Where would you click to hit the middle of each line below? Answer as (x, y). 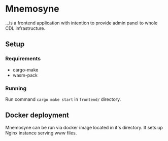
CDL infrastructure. (25, 28)
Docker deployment (37, 115)
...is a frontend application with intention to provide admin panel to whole (81, 23)
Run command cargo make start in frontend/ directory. (63, 99)
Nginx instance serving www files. (41, 133)
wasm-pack (25, 75)
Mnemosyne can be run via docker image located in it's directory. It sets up (84, 127)
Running (16, 88)
